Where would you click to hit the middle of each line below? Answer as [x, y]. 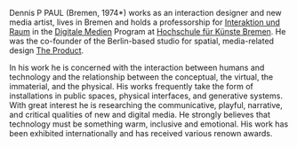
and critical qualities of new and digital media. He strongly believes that [140, 115]
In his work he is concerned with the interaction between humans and [137, 67]
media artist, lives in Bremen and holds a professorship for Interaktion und [144, 22]
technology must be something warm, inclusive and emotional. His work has [149, 124]
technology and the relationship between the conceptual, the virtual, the [141, 77]
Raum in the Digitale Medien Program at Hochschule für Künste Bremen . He [148, 31]
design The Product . [47, 50]
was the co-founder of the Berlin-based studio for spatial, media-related [141, 41]
